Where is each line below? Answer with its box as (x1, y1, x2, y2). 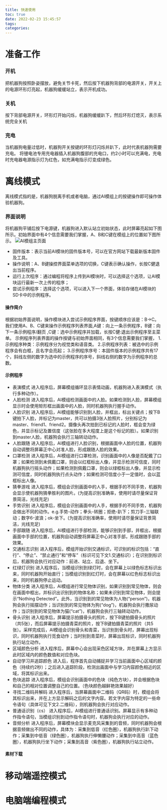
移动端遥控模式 (5, 770, 67, 782)
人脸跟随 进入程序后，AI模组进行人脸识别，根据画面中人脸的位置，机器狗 (12, 440, 162, 446)
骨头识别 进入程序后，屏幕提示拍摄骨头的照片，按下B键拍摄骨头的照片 (12, 614, 156, 620)
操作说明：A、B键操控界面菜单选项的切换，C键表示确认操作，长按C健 (12, 261, 156, 267)
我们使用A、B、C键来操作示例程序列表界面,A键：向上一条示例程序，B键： (5, 322, 157, 328)
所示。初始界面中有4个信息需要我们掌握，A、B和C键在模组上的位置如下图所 (5, 232, 161, 238)
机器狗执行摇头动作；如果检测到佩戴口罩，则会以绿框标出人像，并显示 (12, 465, 157, 471)
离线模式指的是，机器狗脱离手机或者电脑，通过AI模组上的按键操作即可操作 (5, 194, 158, 200)
